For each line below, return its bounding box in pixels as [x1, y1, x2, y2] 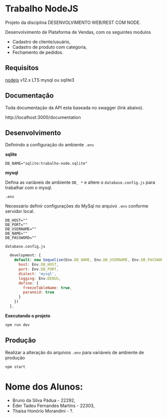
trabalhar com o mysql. [5, 185, 53, 191]
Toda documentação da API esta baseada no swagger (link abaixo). [5, 104, 144, 110]
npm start [5, 364, 26, 369]
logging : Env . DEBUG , [18, 276, 61, 281]
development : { [9, 253, 41, 258]
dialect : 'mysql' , [18, 271, 57, 276]
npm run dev [5, 322, 30, 327]
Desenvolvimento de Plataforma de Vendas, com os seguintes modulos [5, 29, 152, 35]
